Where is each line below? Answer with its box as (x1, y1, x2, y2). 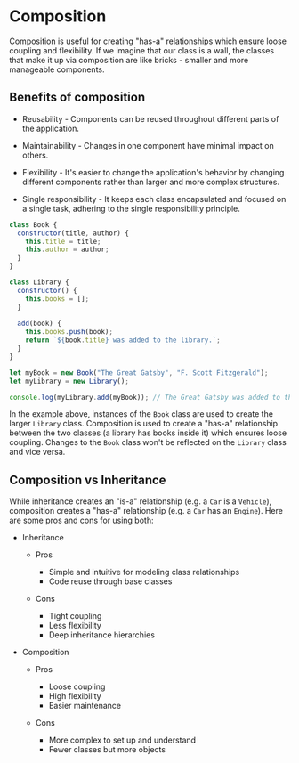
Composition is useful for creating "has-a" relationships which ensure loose (9, 36, 287, 46)
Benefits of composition (9, 90, 145, 105)
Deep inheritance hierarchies (48, 629, 156, 640)
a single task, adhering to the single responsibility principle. (21, 203, 240, 214)
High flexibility (48, 691, 101, 702)
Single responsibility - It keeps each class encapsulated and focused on (21, 193, 287, 204)
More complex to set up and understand (48, 735, 197, 745)
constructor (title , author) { (17, 229, 129, 238)
